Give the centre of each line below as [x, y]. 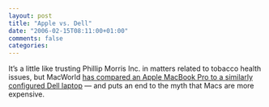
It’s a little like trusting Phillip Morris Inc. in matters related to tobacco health [135, 68]
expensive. [27, 94]
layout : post [30, 16]
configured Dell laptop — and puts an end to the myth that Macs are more [131, 86]
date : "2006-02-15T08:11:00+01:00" [68, 31]
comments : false [36, 38]
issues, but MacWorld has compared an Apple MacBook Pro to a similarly [131, 77]
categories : [28, 46]
